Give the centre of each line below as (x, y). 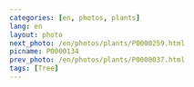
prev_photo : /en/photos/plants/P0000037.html (97, 60)
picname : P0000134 (44, 52)
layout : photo (36, 34)
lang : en (26, 26)
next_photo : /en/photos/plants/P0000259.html (97, 43)
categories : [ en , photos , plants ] (75, 18)
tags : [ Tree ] (34, 69)
